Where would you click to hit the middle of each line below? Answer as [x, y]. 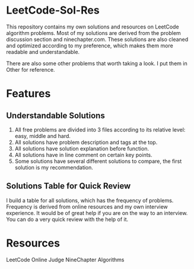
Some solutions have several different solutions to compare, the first [98, 161]
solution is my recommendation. [54, 167]
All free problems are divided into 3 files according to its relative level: [100, 129]
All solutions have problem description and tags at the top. [86, 142]
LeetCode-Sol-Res [53, 10]
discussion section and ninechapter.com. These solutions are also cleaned [97, 39]
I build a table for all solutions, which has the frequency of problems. [90, 200]
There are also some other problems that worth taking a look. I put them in [97, 63]
